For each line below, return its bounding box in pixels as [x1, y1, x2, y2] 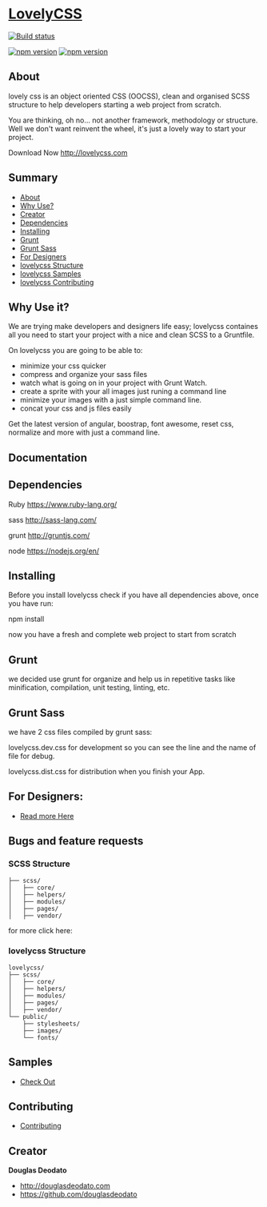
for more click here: [8, 925, 74, 935]
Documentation [8, 451, 88, 464]
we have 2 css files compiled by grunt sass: [8, 728, 153, 737]
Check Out [19, 1077, 56, 1086]
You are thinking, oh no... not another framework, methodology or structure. [8, 115, 258, 125]
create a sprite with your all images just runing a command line [19, 387, 227, 396]
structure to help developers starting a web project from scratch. [8, 99, 221, 109]
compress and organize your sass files [19, 370, 148, 379]
